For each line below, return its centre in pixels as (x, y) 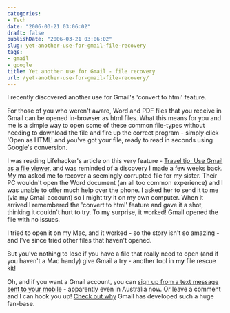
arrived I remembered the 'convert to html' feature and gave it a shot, (105, 205)
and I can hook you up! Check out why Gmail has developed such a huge (111, 296)
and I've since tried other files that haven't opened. (80, 240)
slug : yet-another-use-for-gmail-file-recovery (77, 46)
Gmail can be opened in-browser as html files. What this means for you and (114, 118)
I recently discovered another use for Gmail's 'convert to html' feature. (107, 97)
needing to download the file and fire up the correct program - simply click (113, 133)
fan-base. (21, 304)
